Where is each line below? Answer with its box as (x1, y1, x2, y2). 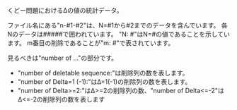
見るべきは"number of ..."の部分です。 (7, 54, 118, 62)
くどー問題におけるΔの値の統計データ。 (7, 6, 124, 14)
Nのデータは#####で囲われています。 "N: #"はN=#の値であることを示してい (7, 30, 230, 38)
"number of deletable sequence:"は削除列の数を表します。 (17, 69, 189, 77)
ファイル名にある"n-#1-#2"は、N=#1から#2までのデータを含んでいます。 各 (7, 21, 228, 30)
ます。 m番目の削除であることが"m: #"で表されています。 (7, 39, 175, 47)
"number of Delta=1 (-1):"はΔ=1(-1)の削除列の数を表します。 (17, 78, 192, 86)
